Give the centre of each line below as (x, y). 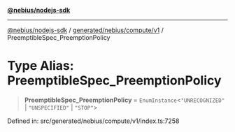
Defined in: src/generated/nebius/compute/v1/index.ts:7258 (93, 121)
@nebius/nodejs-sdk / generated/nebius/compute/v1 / (86, 30)
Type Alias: (41, 66)
